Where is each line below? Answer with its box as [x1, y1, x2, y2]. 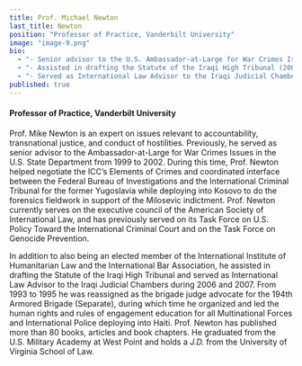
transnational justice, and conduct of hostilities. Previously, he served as [9, 137, 277, 148]
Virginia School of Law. [9, 345, 94, 356]
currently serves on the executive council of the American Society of [9, 204, 264, 215]
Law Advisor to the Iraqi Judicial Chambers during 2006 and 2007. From [9, 279, 277, 290]
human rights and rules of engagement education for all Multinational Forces [9, 308, 293, 318]
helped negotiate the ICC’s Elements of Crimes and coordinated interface [9, 165, 280, 176]
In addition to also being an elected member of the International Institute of [9, 250, 287, 261]
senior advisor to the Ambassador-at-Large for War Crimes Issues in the [9, 147, 277, 157]
